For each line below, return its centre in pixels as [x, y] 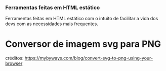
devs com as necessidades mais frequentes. [52, 24]
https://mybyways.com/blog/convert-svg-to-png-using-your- [89, 58]
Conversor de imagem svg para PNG [83, 44]
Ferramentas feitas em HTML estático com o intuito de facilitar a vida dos [82, 19]
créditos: [14, 58]
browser [14, 63]
